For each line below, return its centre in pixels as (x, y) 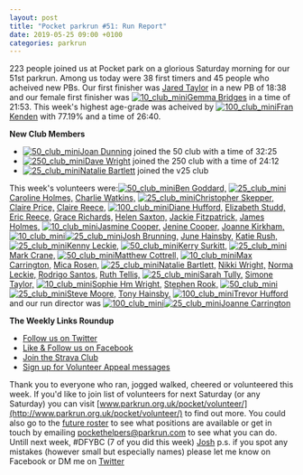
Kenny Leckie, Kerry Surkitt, (147, 246)
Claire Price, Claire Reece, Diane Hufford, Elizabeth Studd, (147, 208)
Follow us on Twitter (60, 339)
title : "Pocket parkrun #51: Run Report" (88, 26)
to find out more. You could (235, 414)
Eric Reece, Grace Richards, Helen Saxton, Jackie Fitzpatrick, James (137, 217)
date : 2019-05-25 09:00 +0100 (66, 34)
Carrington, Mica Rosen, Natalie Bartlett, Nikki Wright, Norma (151, 265)
